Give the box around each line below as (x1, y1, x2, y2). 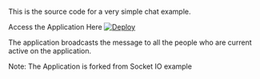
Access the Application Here (8, 22, 102, 31)
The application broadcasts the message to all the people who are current (8, 38, 252, 47)
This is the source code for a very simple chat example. (8, 7, 191, 16)
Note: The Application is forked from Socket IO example (8, 61, 192, 71)
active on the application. (8, 46, 92, 55)
